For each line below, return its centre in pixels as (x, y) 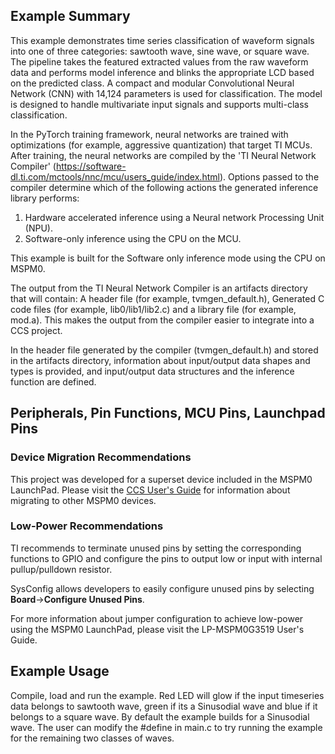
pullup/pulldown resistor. (61, 569)
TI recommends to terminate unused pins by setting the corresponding (156, 548)
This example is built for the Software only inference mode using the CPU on (168, 258)
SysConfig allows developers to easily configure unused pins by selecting (162, 588)
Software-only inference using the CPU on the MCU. (133, 238)
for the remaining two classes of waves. (92, 738)
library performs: (45, 198)
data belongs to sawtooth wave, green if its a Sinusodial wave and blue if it (164, 706)
